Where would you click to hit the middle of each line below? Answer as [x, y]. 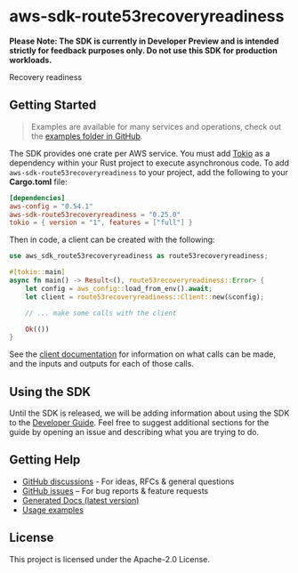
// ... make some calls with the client [101, 313]
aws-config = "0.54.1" [51, 206]
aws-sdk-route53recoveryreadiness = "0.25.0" [95, 214]
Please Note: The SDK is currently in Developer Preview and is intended [144, 41]
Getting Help [45, 460]
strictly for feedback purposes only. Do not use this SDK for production [143, 50]
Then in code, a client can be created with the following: [112, 240]
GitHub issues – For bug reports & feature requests [115, 490]
